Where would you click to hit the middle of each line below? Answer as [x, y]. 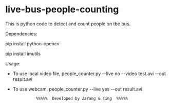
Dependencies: [21, 33]
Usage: [13, 63]
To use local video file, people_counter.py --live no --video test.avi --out [89, 74]
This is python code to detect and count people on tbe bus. [68, 24]
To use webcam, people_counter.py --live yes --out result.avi [78, 89]
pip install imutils [23, 54]
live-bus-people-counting [62, 10]
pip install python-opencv [33, 43]
